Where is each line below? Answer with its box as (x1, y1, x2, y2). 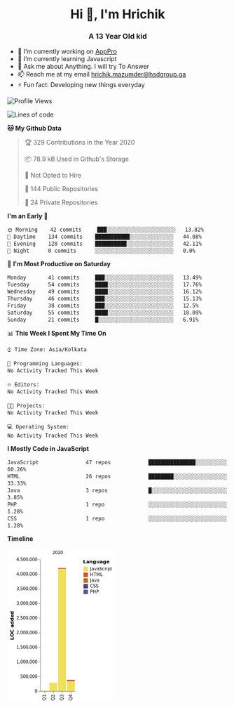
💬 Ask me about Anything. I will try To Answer (17, 63, 149, 71)
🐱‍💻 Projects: (7, 402, 46, 409)
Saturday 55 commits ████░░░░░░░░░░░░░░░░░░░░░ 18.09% (7, 309, 202, 317)
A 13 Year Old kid (88, 32, 147, 41)
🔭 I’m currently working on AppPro (17, 47, 118, 55)
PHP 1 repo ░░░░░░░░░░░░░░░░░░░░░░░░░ (7, 501, 228, 509)
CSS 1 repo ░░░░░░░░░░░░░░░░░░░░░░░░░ (7, 516, 228, 523)
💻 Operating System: (7, 424, 70, 431)
